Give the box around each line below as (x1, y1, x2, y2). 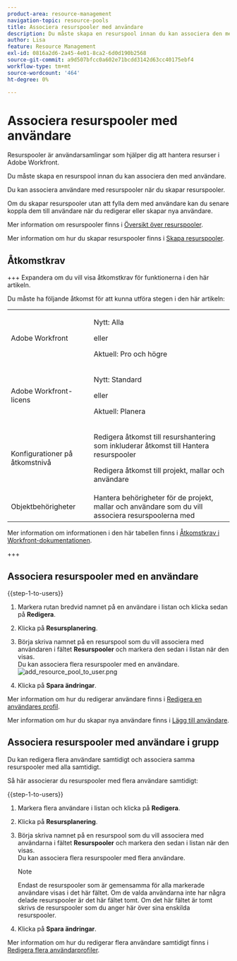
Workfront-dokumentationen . (7, 536, 92, 545)
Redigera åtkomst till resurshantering (93, 432, 216, 442)
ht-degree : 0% (7, 75, 49, 83)
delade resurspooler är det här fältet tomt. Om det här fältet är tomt (17, 895, 213, 904)
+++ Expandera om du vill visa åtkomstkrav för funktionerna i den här (7, 273, 209, 282)
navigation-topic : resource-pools (7, 17, 109, 24)
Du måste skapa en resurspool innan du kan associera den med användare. (7, 172, 227, 181)
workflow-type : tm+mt (7, 63, 71, 70)
